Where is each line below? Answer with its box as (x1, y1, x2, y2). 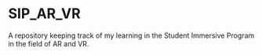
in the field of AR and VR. (8, 38, 89, 48)
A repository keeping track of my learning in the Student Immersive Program (8, 31, 255, 40)
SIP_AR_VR (8, 5, 81, 23)
